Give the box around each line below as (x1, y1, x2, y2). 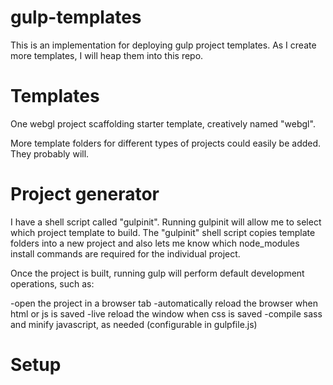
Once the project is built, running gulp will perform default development (10, 267, 305, 279)
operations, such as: (10, 277, 95, 290)
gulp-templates (10, 6, 142, 29)
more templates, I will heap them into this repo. (10, 49, 204, 61)
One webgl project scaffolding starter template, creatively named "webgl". (10, 117, 316, 130)
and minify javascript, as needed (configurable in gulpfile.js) (10, 318, 258, 330)
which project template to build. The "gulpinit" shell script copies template (10, 226, 316, 238)
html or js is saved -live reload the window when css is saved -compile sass (10, 307, 323, 320)
